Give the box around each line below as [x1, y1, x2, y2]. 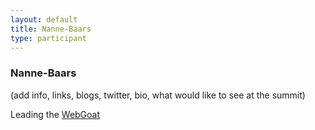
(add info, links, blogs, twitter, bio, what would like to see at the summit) [10, 89, 306, 101]
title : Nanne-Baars [10, 24, 92, 34]
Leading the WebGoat [10, 108, 101, 120]
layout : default [10, 14, 78, 25]
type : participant [10, 33, 87, 43]
